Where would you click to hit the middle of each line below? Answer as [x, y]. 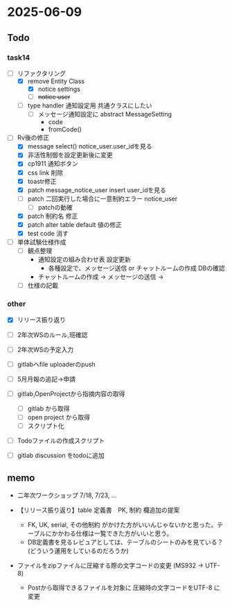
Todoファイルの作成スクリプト [61, 441]
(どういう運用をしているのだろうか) [78, 550]
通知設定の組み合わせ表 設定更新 [84, 259]
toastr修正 [42, 181]
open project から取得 [59, 417]
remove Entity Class [56, 81]
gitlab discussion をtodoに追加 [61, 456]
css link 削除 [45, 172]
